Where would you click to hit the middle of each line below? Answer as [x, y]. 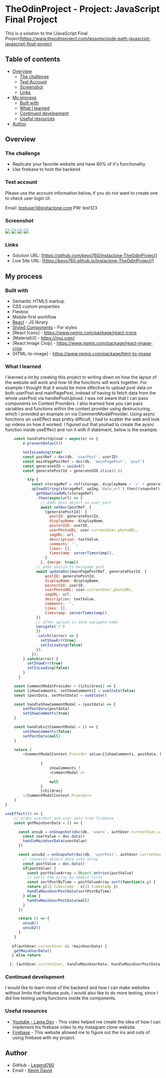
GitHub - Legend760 [33, 1065]
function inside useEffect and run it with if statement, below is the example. [82, 430]
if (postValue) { [40, 868]
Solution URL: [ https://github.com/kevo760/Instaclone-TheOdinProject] [84, 256]
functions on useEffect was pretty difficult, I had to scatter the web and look [83, 419]
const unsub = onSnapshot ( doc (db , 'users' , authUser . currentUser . [88, 832]
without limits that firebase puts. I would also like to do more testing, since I [82, 993]
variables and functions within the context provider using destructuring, [78, 409]
